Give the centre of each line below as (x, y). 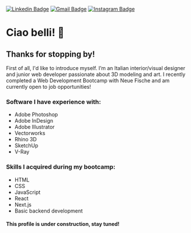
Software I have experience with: (54, 102)
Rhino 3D (25, 140)
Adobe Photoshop (36, 114)
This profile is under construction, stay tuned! (63, 224)
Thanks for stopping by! (50, 54)
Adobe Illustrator (35, 127)
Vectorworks (30, 133)
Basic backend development (49, 211)
